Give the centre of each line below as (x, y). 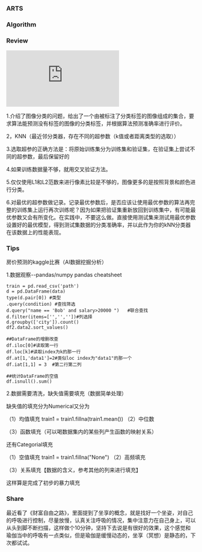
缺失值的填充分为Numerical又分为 (48, 406)
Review (17, 40)
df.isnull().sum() (29, 382)
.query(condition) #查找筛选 (41, 305)
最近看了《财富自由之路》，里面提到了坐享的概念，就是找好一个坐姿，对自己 (100, 512)
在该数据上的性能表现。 (35, 232)
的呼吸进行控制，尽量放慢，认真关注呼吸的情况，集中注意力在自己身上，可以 (101, 520)
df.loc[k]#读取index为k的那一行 (44, 352)
